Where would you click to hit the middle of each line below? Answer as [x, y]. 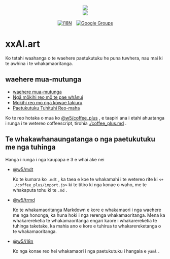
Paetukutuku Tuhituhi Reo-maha [46, 108]
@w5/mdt [23, 169]
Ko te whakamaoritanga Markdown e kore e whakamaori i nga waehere [87, 210]
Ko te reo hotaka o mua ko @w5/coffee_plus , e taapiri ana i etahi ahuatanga [85, 118]
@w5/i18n [23, 241]
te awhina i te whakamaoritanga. [39, 63]
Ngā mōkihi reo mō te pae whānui [48, 97]
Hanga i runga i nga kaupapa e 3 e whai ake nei [55, 159]
